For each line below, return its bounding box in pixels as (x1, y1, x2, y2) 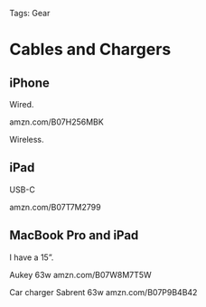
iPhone (9, 75, 50, 90)
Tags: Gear (9, 8, 51, 18)
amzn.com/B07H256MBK (9, 116, 104, 127)
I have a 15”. (9, 252, 54, 263)
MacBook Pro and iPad (9, 228, 139, 243)
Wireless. (9, 135, 44, 144)
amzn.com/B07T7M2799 (9, 201, 101, 212)
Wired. (9, 99, 34, 109)
